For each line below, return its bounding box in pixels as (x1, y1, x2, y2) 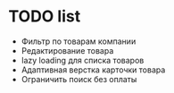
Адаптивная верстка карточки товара (21, 64, 166, 75)
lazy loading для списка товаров (21, 55, 145, 65)
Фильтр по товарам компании (21, 36, 137, 46)
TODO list (8, 6, 81, 27)
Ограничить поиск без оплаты (21, 73, 137, 84)
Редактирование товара (21, 45, 114, 55)
